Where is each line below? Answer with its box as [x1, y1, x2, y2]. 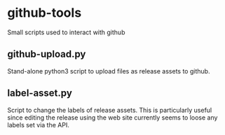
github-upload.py [7, 48, 86, 60]
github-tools [7, 5, 82, 21]
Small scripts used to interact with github [7, 28, 125, 36]
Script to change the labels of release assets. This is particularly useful [7, 106, 212, 114]
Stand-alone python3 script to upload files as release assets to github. [7, 66, 210, 75]
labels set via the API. [7, 120, 70, 129]
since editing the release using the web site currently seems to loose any [7, 113, 218, 122]
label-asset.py [7, 87, 72, 99]
